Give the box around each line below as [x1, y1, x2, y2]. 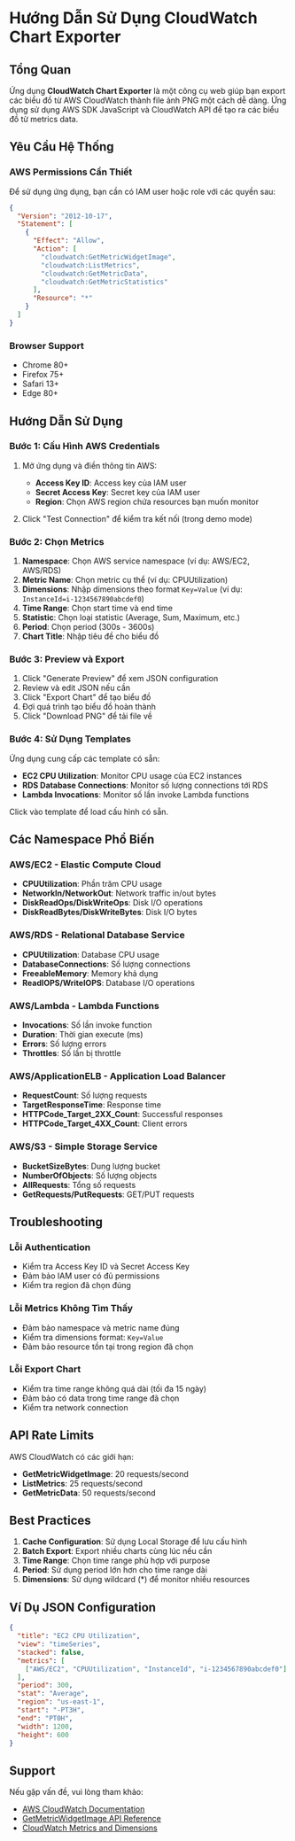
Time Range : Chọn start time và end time [21, 602, 173, 614]
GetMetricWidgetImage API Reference [21, 1814, 161, 1824]
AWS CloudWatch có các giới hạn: [9, 1451, 135, 1462]
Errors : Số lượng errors [21, 1038, 107, 1049]
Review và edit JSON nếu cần [21, 682, 131, 694]
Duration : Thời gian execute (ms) [21, 1029, 144, 1039]
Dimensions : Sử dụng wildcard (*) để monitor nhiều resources [21, 1574, 251, 1585]
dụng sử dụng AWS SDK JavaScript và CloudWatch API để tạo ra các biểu [9, 105, 279, 114]
